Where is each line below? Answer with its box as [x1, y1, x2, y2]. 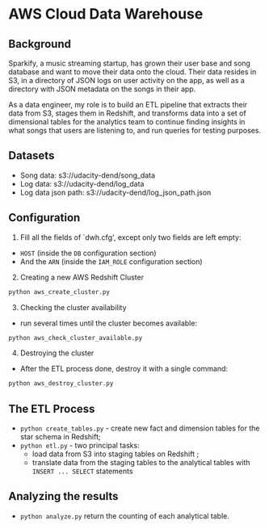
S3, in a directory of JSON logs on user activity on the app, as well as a [8, 76, 245, 85]
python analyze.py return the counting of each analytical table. [19, 510, 230, 521]
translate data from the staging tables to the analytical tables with [32, 458, 250, 468]
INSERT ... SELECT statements [32, 466, 133, 477]
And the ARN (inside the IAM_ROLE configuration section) [19, 256, 204, 267]
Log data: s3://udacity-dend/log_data [19, 178, 145, 188]
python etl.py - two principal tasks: [19, 441, 140, 451]
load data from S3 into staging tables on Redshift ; [32, 449, 200, 459]
